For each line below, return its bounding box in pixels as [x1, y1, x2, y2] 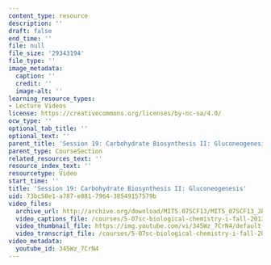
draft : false [8, 27, 52, 35]
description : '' [8, 19, 63, 27]
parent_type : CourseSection [8, 147, 103, 155]
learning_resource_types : [8, 95, 95, 103]
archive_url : [15, 207, 60, 215]
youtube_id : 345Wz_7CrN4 [15, 245, 99, 253]
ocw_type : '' [8, 117, 52, 125]
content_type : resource [8, 11, 89, 20]
